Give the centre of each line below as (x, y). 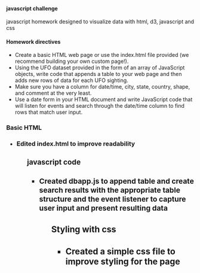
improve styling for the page (123, 261)
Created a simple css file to (120, 251)
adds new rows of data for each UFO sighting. (71, 80)
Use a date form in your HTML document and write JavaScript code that (104, 99)
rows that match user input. (48, 112)
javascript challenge (32, 8)
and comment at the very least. (53, 93)
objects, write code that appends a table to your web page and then (98, 74)
